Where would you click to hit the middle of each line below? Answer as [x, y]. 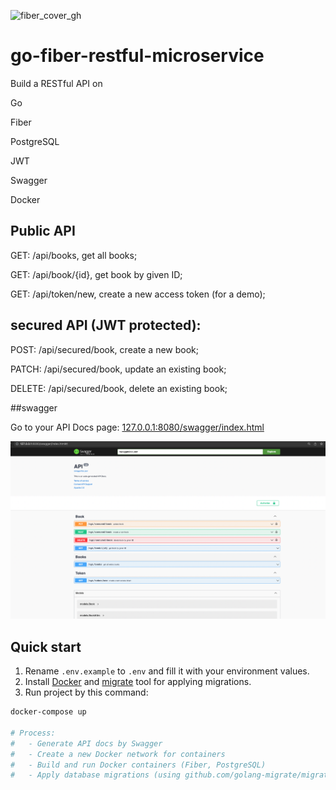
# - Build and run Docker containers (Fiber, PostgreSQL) [138, 765]
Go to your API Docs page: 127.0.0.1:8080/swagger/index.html [137, 427]
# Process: [33, 733]
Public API [43, 231]
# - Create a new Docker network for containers [118, 754]
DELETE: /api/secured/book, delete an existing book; [119, 388]
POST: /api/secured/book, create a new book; [104, 349]
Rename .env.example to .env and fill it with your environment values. [167, 671]
